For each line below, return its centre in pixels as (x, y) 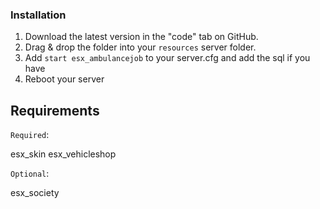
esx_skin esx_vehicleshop (63, 154)
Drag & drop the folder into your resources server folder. (140, 47)
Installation (38, 15)
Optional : (30, 174)
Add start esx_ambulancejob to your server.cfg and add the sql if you (167, 58)
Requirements (55, 110)
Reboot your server (64, 79)
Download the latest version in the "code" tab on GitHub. (141, 37)
